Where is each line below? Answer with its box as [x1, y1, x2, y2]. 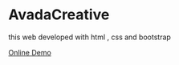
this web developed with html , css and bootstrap [8, 32, 171, 42]
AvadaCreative [8, 6, 110, 24]
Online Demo [8, 47, 52, 57]
